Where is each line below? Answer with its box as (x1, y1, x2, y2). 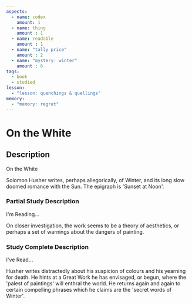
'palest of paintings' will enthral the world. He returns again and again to (6, 280, 181, 287)
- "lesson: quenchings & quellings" (11, 90, 101, 96)
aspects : (6, 8, 28, 15)
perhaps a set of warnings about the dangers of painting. (6, 228, 144, 235)
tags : (6, 69, 19, 74)
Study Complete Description (6, 242, 89, 251)
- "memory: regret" (11, 101, 59, 107)
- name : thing (11, 25, 46, 31)
